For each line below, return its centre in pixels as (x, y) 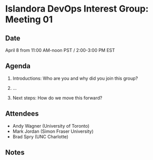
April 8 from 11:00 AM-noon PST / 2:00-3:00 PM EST (60, 50)
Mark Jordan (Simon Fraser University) (53, 131)
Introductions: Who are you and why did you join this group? (75, 78)
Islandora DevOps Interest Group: (77, 9)
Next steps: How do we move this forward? (57, 98)
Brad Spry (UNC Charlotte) (40, 136)
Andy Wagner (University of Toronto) (51, 126)
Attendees (22, 114)
